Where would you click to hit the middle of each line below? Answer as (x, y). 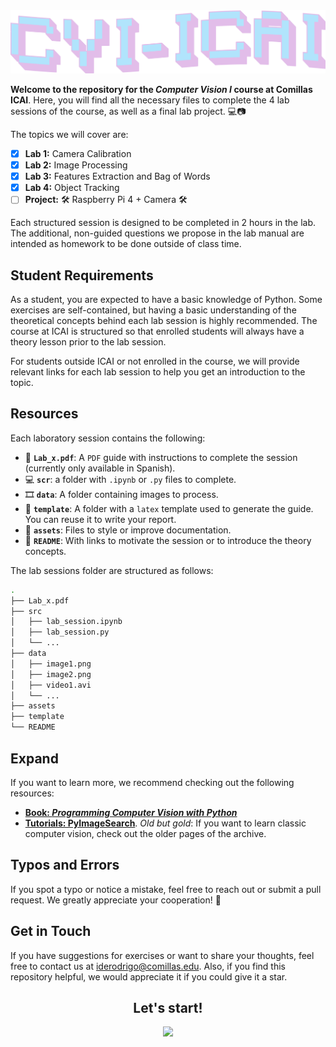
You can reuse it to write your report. (100, 519)
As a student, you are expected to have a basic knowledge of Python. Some (166, 300)
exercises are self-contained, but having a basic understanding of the (153, 310)
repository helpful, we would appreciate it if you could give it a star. (149, 976)
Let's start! (168, 1007)
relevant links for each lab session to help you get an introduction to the (158, 372)
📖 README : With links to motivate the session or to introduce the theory (168, 540)
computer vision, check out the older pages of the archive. (145, 833)
